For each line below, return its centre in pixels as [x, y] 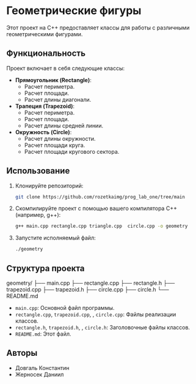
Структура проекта [45, 268]
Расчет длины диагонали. [58, 99]
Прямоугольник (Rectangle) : [53, 80]
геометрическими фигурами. [45, 34]
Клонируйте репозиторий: [49, 186]
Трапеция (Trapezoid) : [45, 106]
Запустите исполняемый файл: [55, 238]
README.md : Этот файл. [43, 334]
